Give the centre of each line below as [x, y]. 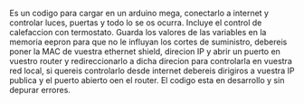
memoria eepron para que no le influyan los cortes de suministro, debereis [148, 42]
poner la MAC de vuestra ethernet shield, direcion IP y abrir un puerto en [145, 52]
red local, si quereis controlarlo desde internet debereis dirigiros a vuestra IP [152, 71]
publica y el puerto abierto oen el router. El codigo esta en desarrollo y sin [147, 80]
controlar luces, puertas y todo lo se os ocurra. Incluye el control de [136, 23]
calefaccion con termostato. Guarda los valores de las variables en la [138, 32]
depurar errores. [40, 90]
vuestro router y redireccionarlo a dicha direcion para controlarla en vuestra [151, 61]
